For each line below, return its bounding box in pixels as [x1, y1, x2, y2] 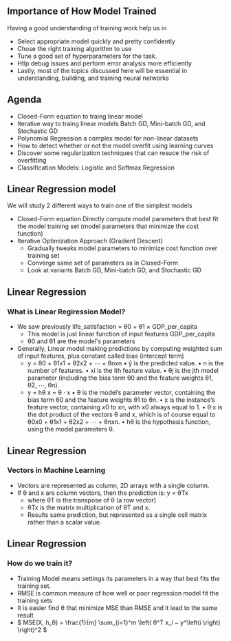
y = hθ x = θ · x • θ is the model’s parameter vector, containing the [27, 389, 216, 397]
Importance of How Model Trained [7, 6, 157, 17]
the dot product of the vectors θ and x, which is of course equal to [27, 410, 215, 419]
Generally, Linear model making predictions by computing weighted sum [16, 345, 223, 353]
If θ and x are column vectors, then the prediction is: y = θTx [16, 489, 189, 497]
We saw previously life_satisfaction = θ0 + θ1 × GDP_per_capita [16, 323, 198, 331]
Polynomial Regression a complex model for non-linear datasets [16, 134, 199, 142]
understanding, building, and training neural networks [16, 74, 170, 82]
